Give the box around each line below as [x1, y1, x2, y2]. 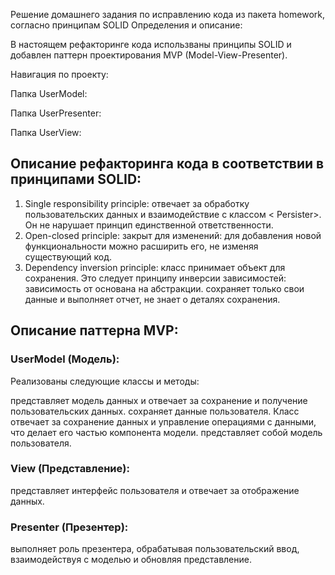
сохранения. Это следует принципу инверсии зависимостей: [24, 272, 287, 284]
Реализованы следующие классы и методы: [10, 375, 200, 387]
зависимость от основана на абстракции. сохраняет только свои [24, 282, 305, 294]
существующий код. [24, 250, 113, 263]
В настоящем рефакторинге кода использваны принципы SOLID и [10, 39, 292, 50]
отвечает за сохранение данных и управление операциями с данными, [10, 415, 317, 428]
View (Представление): [10, 462, 130, 476]
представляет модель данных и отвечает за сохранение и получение [10, 394, 308, 406]
